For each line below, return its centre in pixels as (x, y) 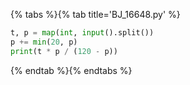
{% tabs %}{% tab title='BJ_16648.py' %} (95, 14)
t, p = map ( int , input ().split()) (82, 33)
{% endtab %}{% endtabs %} (71, 70)
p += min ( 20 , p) (44, 42)
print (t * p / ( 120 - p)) (64, 51)
